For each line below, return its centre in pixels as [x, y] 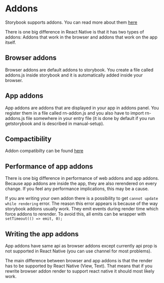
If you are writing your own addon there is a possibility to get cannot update [82, 199]
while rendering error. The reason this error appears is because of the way [82, 203]
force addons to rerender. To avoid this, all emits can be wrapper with [76, 214]
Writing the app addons [42, 234]
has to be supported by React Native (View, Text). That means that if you [79, 266]
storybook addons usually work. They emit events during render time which [82, 209]
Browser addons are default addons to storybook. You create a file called [79, 70]
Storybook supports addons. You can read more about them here [71, 22]
